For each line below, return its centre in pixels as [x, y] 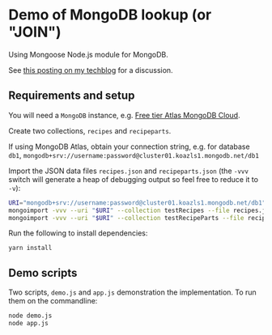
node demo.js [30, 316]
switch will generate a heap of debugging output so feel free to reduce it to [134, 179]
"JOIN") [35, 32]
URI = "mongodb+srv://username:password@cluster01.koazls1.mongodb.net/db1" [137, 203]
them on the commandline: [53, 301]
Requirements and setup [72, 96]
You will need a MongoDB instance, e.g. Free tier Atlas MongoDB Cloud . [124, 115]
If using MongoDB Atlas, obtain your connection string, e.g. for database [129, 146]
